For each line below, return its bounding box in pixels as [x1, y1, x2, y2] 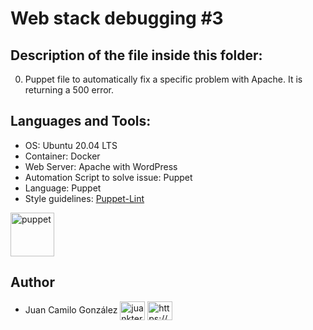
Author [10, 274, 55, 291]
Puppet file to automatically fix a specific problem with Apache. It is [24, 73, 303, 85]
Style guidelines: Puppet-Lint [24, 192, 145, 204]
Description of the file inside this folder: [10, 47, 263, 64]
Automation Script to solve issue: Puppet [24, 171, 193, 183]
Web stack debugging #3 [10, 7, 224, 30]
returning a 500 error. [24, 84, 115, 96]
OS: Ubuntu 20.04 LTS [24, 139, 118, 151]
